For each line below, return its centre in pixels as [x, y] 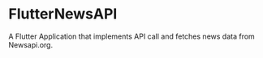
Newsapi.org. [31, 44]
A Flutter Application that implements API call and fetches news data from [132, 36]
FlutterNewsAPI [63, 14]
